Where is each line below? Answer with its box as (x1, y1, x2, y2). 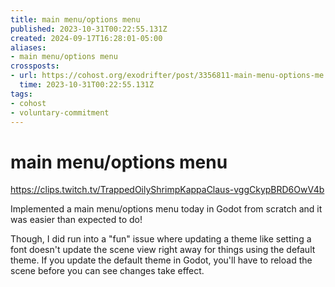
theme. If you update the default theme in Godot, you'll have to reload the (10, 254, 313, 266)
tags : (10, 89, 33, 99)
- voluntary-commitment (10, 107, 110, 118)
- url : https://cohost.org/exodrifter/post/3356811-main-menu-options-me (10, 71, 325, 81)
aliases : (10, 42, 47, 53)
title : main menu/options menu (10, 14, 141, 25)
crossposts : (10, 61, 60, 71)
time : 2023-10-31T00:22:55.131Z (19, 80, 155, 90)
